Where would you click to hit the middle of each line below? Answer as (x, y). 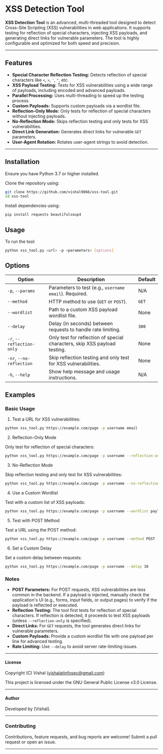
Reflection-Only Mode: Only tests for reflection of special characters (81, 111)
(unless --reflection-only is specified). (52, 620)
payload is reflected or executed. (45, 605)
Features (19, 63)
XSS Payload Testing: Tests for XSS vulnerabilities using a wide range (82, 85)
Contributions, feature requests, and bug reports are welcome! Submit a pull (81, 736)
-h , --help (19, 374)
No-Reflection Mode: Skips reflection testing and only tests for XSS (80, 121)
